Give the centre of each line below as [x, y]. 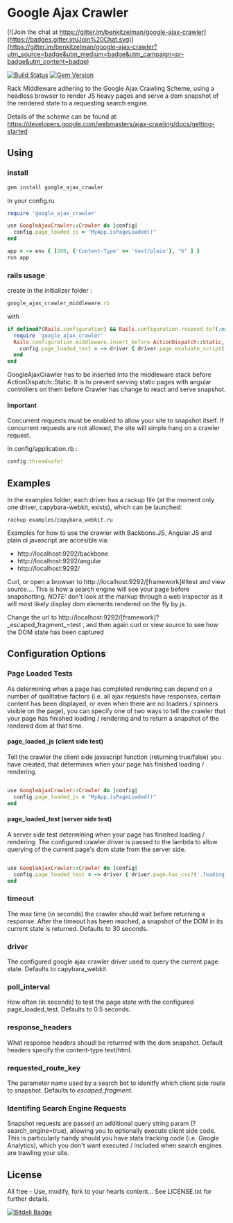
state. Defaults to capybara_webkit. [58, 969]
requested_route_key [44, 1068]
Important [22, 405]
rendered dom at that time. [45, 726]
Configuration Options [57, 654]
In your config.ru [31, 200]
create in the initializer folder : [50, 291]
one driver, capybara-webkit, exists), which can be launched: [95, 507]
